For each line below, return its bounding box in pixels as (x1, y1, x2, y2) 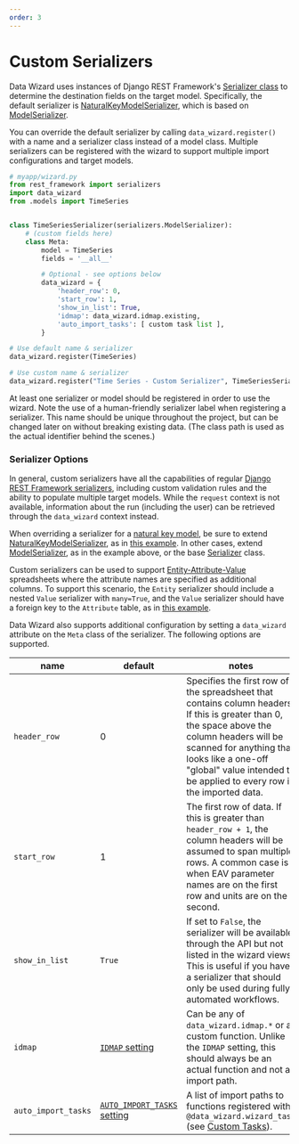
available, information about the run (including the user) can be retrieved (9, 502, 276, 512)
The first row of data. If (186, 801, 282, 813)
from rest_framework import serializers (9, 180, 162, 190)
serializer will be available (186, 927, 294, 939)
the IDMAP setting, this (186, 1042, 276, 1054)
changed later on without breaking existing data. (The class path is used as (9, 421, 285, 432)
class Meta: (25, 237, 69, 246)
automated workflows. (186, 993, 280, 1006)
